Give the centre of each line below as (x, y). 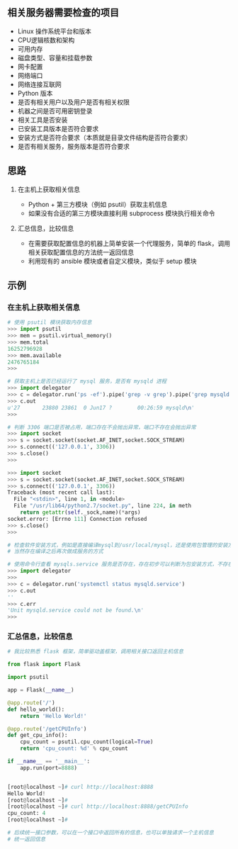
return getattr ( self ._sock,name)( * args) (80, 512)
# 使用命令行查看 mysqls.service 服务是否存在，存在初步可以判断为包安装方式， (112, 564)
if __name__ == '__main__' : (49, 761)
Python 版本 (35, 93)
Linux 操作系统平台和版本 (55, 31)
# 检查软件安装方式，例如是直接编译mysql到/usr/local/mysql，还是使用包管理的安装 (118, 545)
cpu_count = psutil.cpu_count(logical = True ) (87, 742)
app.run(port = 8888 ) (49, 768)
